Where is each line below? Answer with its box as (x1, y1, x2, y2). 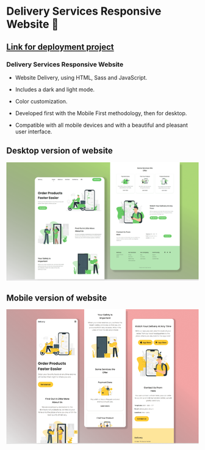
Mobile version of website (6, 293, 107, 303)
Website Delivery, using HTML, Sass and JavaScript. (15, 73, 148, 81)
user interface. (15, 127, 52, 135)
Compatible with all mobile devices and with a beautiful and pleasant (15, 121, 188, 129)
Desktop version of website (6, 146, 113, 156)
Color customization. (15, 97, 68, 105)
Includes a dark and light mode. (15, 86, 95, 93)
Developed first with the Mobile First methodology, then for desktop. (15, 109, 187, 117)
